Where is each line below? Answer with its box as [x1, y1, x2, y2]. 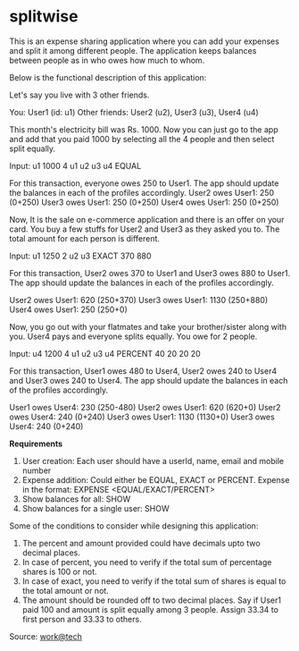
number [21, 465, 52, 476]
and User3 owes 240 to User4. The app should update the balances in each [9, 375, 288, 385]
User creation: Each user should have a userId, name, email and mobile [21, 455, 284, 466]
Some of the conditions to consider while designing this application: [9, 520, 259, 531]
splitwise [9, 6, 79, 27]
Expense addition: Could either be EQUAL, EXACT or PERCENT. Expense [21, 474, 290, 485]
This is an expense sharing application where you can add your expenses [9, 36, 279, 46]
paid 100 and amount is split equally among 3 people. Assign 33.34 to [21, 604, 279, 614]
